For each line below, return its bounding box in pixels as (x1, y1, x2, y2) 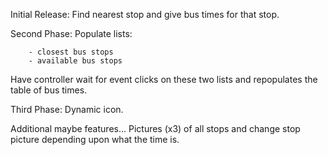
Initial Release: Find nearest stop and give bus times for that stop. (10, 9, 280, 20)
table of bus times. (10, 84, 88, 96)
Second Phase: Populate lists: (10, 28, 133, 39)
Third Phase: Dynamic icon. (10, 104, 124, 115)
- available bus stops (28, 56, 123, 66)
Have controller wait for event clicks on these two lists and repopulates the (10, 74, 318, 85)
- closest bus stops (28, 47, 114, 57)
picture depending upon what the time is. (10, 134, 180, 145)
